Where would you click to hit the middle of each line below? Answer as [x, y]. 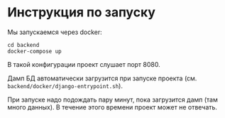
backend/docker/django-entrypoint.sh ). [65, 85]
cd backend [23, 45]
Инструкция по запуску [82, 12]
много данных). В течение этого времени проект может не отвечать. [112, 107]
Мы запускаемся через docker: [55, 32]
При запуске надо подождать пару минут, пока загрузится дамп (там [112, 100]
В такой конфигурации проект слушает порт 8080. [84, 64]
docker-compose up [34, 51]
